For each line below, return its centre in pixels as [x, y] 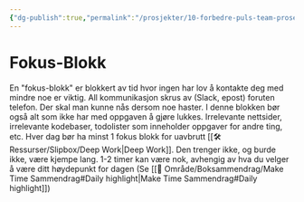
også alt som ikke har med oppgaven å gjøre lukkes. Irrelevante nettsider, [146, 116]
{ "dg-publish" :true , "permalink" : [72, 18]
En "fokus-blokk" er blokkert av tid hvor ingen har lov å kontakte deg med [147, 88]
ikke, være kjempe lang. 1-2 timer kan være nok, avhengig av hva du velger [149, 159]
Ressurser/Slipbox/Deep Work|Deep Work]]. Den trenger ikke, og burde [142, 149]
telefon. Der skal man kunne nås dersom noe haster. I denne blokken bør [145, 107]
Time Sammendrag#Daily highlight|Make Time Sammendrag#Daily [133, 178]
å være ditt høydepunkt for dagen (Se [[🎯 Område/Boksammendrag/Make [147, 168]
